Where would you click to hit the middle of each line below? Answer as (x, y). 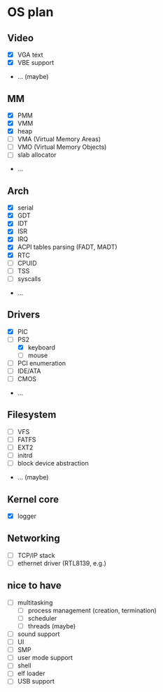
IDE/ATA (29, 370)
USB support (36, 682)
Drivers (24, 315)
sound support (38, 634)
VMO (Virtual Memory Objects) (62, 147)
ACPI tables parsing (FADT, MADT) (67, 247)
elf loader (31, 673)
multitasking (35, 603)
